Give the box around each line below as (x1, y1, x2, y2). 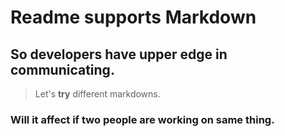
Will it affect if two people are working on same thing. (10, 112, 275, 126)
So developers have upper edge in (10, 46, 228, 63)
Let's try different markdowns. (34, 88, 161, 100)
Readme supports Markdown (10, 6, 257, 29)
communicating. (10, 61, 115, 78)
